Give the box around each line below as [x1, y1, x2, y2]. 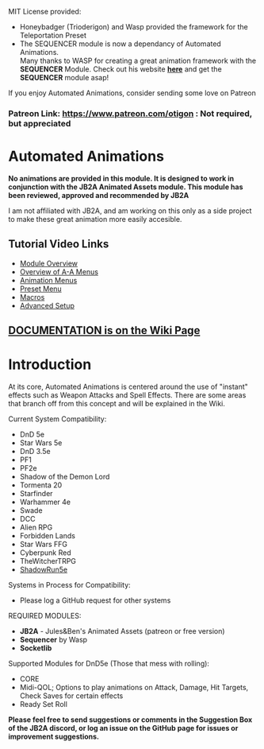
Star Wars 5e [19, 438, 63, 448]
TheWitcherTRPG [19, 557, 77, 565]
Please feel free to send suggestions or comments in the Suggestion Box [8, 715, 253, 724]
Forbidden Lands [19, 531, 75, 540]
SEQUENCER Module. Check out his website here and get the [19, 64, 222, 74]
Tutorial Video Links [8, 238, 109, 251]
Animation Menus [19, 275, 78, 285]
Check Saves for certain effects [19, 691, 124, 700]
